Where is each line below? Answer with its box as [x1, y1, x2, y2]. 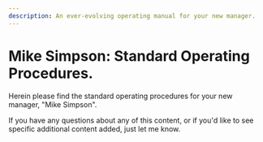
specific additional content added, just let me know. [8, 123, 181, 134]
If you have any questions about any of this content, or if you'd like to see [8, 115, 254, 125]
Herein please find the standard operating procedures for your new [8, 91, 233, 101]
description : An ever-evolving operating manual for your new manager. [8, 11, 256, 20]
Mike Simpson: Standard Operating [8, 46, 250, 65]
